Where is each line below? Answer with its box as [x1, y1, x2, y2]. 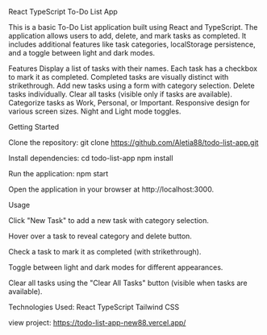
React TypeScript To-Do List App [8, 7, 119, 16]
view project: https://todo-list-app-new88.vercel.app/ [8, 318, 186, 327]
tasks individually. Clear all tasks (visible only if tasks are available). [8, 89, 232, 99]
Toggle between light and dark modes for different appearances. [8, 263, 223, 272]
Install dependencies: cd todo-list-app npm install [8, 153, 173, 163]
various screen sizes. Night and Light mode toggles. [8, 106, 181, 116]
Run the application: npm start [8, 169, 109, 178]
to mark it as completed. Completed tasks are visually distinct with [8, 72, 229, 81]
